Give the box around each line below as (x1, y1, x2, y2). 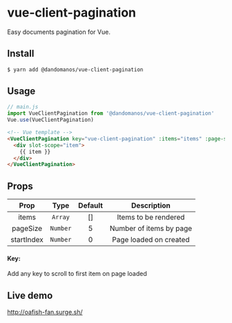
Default (78, 201, 104, 210)
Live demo (7, 289, 53, 302)
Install (7, 48, 35, 59)
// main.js (7, 104, 39, 111)
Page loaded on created (112, 235, 190, 245)
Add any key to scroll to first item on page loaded (7, 270, 147, 278)
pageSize (11, 223, 43, 233)
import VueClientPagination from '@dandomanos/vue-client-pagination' (7, 110, 215, 117)
